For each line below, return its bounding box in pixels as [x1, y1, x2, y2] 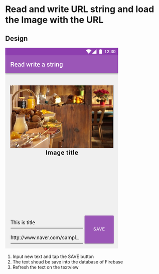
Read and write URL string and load [5, 4, 154, 15]
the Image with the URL [5, 14, 104, 26]
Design [5, 34, 28, 43]
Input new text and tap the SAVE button [12, 253, 94, 259]
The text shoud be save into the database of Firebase [12, 259, 123, 264]
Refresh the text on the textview [12, 264, 79, 270]
